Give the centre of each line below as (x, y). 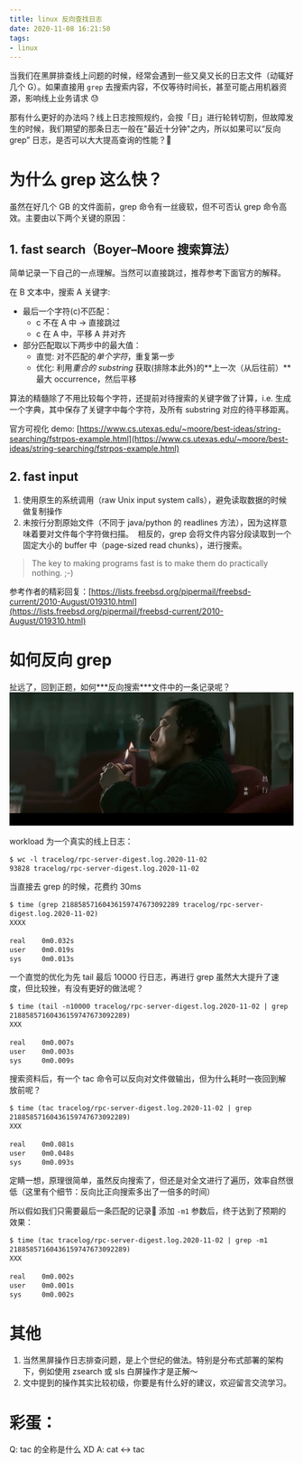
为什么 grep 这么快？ (87, 180)
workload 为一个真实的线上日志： (71, 842)
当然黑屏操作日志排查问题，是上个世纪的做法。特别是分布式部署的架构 (153, 1360)
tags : (19, 38)
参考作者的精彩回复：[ (50, 591)
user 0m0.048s (42, 1154)
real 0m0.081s (42, 1145)
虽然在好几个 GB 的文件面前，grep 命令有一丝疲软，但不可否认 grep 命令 (144, 207)
